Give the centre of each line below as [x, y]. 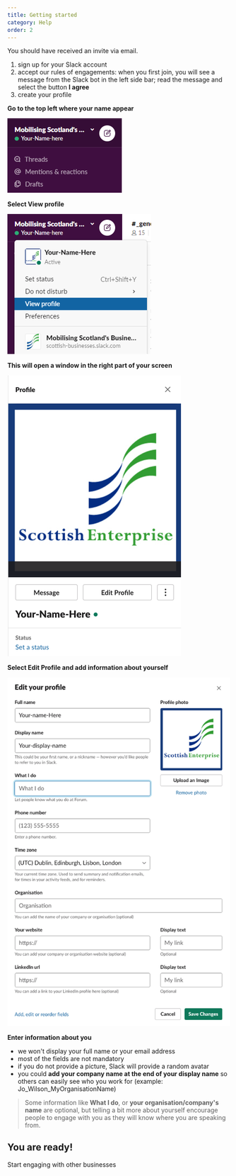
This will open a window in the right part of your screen [90, 366]
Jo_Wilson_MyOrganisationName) [67, 1089]
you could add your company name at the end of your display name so [123, 1074]
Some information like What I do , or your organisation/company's [122, 1103]
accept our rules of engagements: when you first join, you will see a [116, 72]
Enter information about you [49, 1038]
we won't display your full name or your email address [96, 1051]
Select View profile [36, 204]
